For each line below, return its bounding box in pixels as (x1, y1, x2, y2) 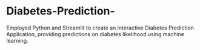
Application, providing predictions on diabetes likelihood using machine (6, 30, 185, 37)
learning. (6, 37, 28, 44)
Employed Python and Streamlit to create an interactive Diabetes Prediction (6, 24, 194, 31)
